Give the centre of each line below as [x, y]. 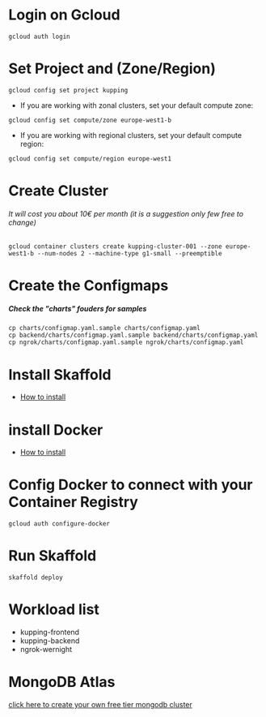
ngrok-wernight [46, 650]
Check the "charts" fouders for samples [78, 309]
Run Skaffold [53, 556]
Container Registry [74, 502]
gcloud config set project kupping [68, 90]
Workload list [54, 610]
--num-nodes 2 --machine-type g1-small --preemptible [130, 254]
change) [22, 222]
